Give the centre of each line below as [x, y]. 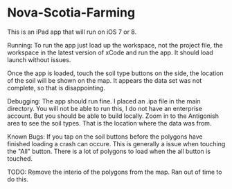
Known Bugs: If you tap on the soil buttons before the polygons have [105, 137]
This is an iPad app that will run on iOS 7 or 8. [72, 32]
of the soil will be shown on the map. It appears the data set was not [105, 80]
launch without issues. [39, 59]
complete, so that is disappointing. [56, 88]
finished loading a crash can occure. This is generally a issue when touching [116, 143]
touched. [20, 158]
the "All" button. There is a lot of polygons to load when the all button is [109, 151]
